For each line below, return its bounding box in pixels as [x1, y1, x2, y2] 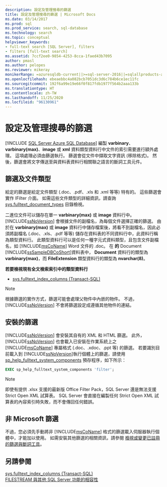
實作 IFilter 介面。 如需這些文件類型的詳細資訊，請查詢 [5, 195, 116, 201]
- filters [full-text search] [5, 49, 68, 54]
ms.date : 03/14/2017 [5, 16, 48, 21]
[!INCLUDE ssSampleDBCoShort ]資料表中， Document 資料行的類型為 [5, 249, 148, 255]
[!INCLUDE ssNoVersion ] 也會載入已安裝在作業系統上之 [5, 338, 117, 344]
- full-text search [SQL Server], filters [5, 44, 94, 49]
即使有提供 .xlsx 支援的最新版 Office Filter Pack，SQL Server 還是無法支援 [5, 386, 157, 392]
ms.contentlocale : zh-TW [5, 91, 57, 96]
